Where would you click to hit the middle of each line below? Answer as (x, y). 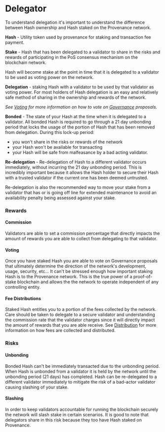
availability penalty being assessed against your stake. (61, 198)
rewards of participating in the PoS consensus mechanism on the (72, 57)
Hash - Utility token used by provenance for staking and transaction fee (78, 37)
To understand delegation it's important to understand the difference (75, 22)
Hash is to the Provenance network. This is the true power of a (69, 277)
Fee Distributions (23, 298)
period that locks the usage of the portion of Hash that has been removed (80, 127)
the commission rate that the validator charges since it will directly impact (80, 320)
